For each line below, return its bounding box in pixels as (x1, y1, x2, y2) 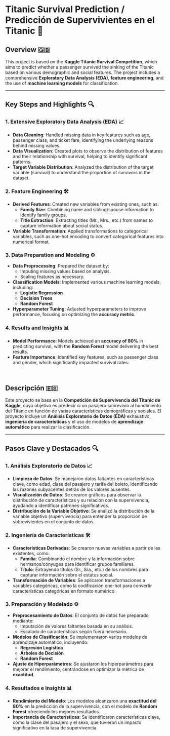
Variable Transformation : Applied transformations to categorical (12, 228, 148, 234)
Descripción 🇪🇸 (5, 383, 58, 392)
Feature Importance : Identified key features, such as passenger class (12, 354, 158, 360)
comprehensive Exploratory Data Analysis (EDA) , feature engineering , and (5, 75, 164, 81)
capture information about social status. (20, 222, 104, 228)
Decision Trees (20, 295, 53, 301)
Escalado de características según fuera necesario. (20, 628, 127, 634)
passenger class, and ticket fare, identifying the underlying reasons (12, 137, 153, 143)
